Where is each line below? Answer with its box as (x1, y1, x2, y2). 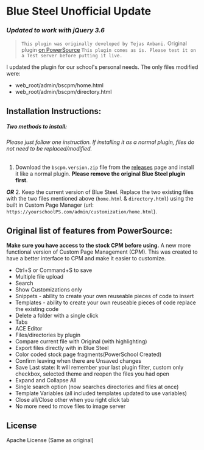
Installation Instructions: (6, 105, 102, 116)
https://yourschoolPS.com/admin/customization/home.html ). (6, 208, 157, 215)
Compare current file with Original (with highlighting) (15, 338, 147, 345)
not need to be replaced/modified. (6, 145, 93, 152)
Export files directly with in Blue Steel (15, 345, 109, 352)
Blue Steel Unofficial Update (6, 4, 152, 18)
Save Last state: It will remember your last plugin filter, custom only (15, 364, 184, 371)
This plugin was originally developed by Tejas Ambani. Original (21, 40, 188, 47)
